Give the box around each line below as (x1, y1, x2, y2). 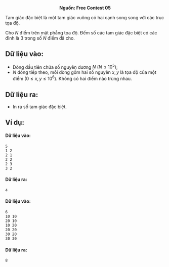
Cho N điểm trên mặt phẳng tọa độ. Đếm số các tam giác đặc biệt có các (5, 30, 158, 35)
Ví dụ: (5, 118, 24, 127)
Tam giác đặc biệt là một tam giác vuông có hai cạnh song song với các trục (5, 15, 164, 20)
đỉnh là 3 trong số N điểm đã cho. (5, 35, 75, 41)
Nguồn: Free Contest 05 (59, 5, 111, 11)
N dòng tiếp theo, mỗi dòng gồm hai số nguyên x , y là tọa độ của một (12, 69, 157, 75)
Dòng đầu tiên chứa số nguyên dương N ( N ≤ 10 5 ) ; (12, 63, 118, 70)
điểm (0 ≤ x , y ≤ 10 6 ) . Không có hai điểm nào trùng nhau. (12, 75, 133, 82)
